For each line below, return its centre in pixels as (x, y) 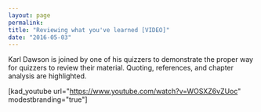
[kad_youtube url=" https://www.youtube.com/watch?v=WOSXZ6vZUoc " (125, 92)
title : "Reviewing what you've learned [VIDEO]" (89, 30)
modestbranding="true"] (48, 99)
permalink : (26, 23)
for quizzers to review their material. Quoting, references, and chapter (121, 68)
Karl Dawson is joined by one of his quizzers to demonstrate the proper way (130, 60)
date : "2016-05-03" (40, 37)
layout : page (29, 15)
